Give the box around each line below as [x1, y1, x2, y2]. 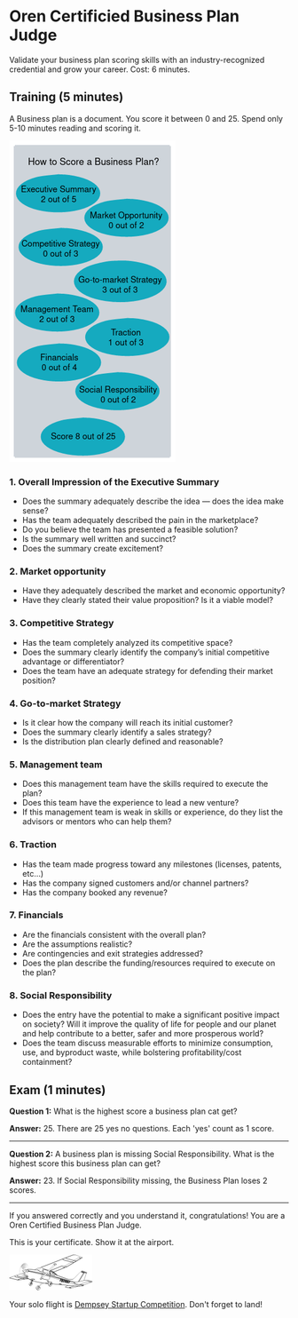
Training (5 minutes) [9, 90, 124, 105]
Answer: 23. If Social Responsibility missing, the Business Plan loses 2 [9, 1175, 268, 1186]
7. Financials [9, 909, 64, 921]
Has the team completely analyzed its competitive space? [21, 637, 233, 647]
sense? [21, 505, 49, 516]
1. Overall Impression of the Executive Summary [9, 475, 220, 488]
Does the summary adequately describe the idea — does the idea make [21, 496, 284, 507]
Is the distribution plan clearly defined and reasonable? [21, 735, 223, 747]
